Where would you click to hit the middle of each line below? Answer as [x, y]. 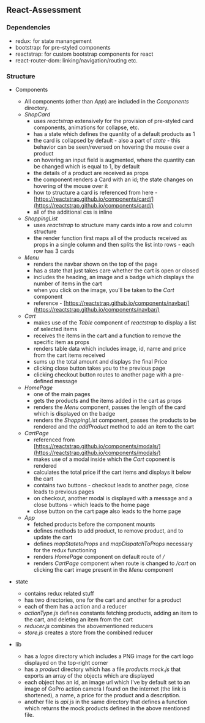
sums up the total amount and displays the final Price [100, 361]
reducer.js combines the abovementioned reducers [89, 626]
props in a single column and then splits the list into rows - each [114, 244]
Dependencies [28, 28]
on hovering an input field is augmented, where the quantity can [114, 160]
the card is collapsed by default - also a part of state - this [107, 140]
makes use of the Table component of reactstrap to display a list [115, 322]
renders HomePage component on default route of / [99, 556]
